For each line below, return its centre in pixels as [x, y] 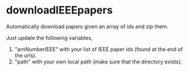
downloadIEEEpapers [59, 10]
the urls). [26, 55]
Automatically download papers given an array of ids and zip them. [87, 26]
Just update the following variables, [49, 38]
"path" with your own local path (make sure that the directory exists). [98, 62]
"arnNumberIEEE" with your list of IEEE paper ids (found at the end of [99, 49]
